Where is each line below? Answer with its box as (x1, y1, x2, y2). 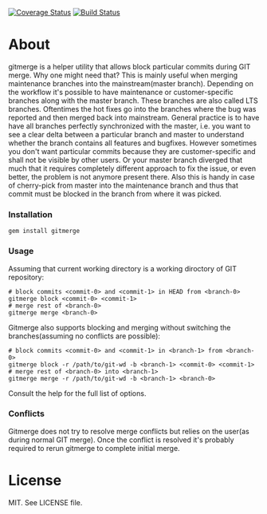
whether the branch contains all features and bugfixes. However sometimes (8, 138, 257, 148)
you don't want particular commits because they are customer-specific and (8, 146, 256, 156)
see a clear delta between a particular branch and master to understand (8, 129, 245, 139)
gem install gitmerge (8, 227, 80, 235)
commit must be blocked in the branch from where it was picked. (8, 188, 222, 199)
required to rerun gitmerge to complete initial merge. (8, 443, 181, 453)
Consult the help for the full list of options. (8, 388, 147, 398)
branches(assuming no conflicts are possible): (8, 331, 161, 341)
